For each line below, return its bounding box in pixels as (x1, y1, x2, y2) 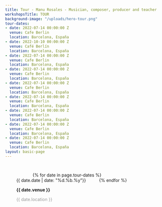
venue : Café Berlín (9, 44, 50, 49)
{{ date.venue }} (16, 187, 51, 193)
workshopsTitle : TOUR (5, 12, 50, 17)
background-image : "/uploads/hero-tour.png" (5, 16, 98, 21)
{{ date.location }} (16, 196, 53, 202)
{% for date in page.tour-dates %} (32, 172, 102, 178)
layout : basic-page (5, 149, 45, 154)
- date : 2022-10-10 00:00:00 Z (5, 39, 69, 44)
